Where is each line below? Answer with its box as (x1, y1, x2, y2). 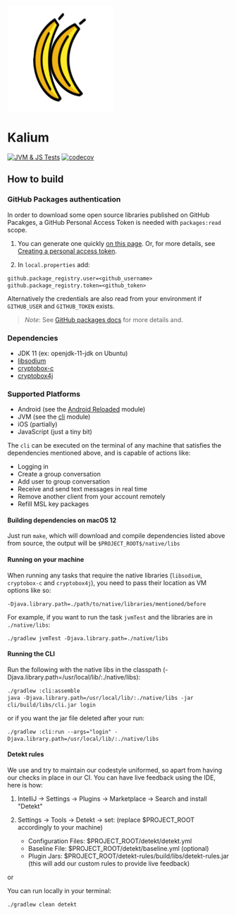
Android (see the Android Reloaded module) (17, 405, 146, 414)
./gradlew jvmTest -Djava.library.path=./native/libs (7, 634, 169, 642)
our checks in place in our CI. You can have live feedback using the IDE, (7, 773, 216, 782)
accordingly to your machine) (17, 823, 104, 832)
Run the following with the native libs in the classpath (7, 665, 162, 674)
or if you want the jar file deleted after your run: (7, 713, 145, 722)
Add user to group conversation (17, 477, 111, 486)
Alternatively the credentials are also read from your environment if (7, 294, 202, 302)
